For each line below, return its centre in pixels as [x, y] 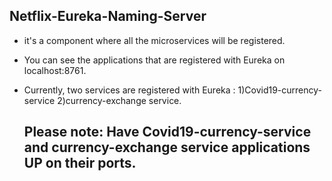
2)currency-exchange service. [119, 100]
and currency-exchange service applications [167, 147]
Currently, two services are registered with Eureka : [129, 90]
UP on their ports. [80, 163]
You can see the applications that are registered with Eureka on [154, 60]
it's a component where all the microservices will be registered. [154, 40]
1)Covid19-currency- [280, 90]
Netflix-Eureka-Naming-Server [108, 16]
